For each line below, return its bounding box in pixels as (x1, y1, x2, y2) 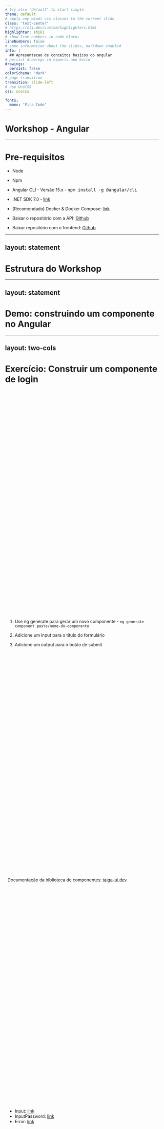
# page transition (5, 75, 42, 80)
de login (5, 374, 39, 385)
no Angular (5, 318, 51, 329)
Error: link (14, 1119, 35, 1125)
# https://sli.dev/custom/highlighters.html (5, 25, 97, 30)
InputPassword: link (14, 1113, 55, 1119)
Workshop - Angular (5, 123, 89, 134)
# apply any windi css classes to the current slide (5, 16, 115, 21)
